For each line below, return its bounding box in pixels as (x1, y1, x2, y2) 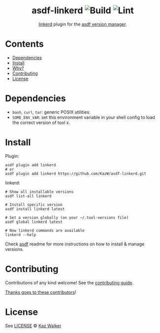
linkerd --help (5, 232, 36, 237)
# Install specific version (5, 202, 63, 207)
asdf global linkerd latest (5, 219, 63, 224)
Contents (5, 38, 44, 50)
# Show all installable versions (5, 189, 74, 194)
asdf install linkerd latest (5, 207, 65, 212)
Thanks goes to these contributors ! (5, 289, 76, 295)
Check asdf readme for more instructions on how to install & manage (5, 241, 145, 247)
